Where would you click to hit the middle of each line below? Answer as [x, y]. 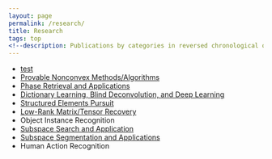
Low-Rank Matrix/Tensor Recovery [78, 112]
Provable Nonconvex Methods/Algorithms [90, 77]
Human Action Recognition [65, 146]
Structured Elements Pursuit [67, 103]
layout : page [30, 16]
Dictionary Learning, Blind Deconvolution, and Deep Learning [122, 94]
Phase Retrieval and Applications [75, 86]
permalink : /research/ [47, 23]
